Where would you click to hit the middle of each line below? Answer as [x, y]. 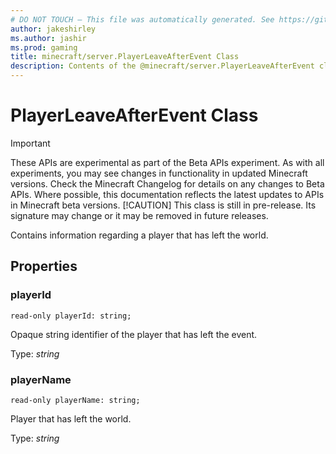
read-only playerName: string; [75, 400]
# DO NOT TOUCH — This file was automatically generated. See [142, 19]
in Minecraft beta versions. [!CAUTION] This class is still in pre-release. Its [163, 205]
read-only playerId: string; [71, 316]
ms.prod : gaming [44, 47]
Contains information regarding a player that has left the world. [139, 235]
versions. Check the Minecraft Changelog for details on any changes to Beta [167, 183]
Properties [44, 266]
